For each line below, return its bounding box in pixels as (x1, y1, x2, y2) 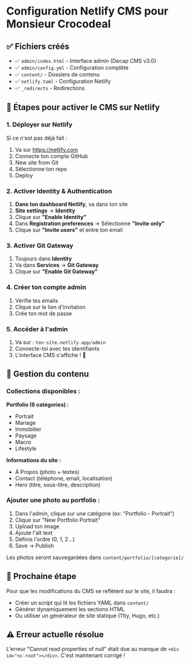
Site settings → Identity (14, 207, 75, 214)
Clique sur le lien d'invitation (14, 303, 86, 310)
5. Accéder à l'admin (6, 325, 68, 333)
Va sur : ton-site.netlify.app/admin (14, 338, 106, 346)
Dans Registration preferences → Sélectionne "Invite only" (14, 220, 165, 227)
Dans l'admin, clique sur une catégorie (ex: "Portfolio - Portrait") (14, 509, 175, 517)
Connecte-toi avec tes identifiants (14, 345, 100, 352)
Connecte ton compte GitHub (14, 152, 89, 160)
